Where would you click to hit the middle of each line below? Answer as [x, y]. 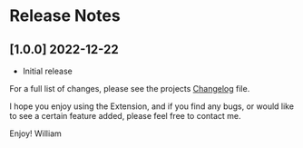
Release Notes [65, 16]
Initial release [47, 71]
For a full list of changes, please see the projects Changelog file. [130, 89]
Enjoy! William [35, 133]
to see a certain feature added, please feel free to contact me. [126, 116]
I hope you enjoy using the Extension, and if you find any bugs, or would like [152, 106]
